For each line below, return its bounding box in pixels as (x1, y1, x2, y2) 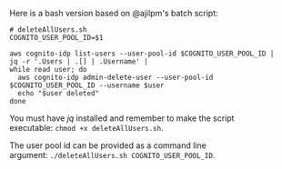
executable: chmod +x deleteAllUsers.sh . (9, 123, 164, 133)
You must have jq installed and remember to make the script (9, 113, 235, 124)
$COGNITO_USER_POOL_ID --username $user (9, 81, 166, 90)
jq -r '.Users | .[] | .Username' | (9, 57, 148, 66)
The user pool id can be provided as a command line (9, 140, 206, 151)
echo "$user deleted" (17, 89, 100, 98)
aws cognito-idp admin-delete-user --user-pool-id (17, 73, 214, 82)
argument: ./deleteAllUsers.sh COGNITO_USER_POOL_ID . (9, 150, 216, 160)
